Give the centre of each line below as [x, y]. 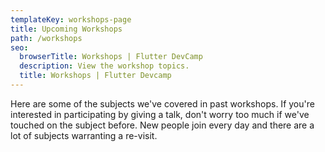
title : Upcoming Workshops [66, 29]
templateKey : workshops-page [71, 19]
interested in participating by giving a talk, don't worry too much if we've [160, 114]
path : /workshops [46, 38]
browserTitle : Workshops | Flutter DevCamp [111, 57]
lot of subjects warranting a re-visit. [84, 135]
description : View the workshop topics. [104, 66]
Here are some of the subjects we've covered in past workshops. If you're [162, 103]
